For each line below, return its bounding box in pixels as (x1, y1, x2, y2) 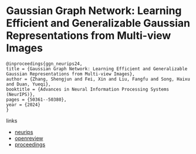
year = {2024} (6, 101, 41, 108)
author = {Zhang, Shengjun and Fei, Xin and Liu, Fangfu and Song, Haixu (6, 76, 191, 82)
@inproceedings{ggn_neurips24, (6, 60, 83, 67)
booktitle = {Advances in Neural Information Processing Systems (6, 86, 169, 92)
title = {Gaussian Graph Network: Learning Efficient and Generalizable (6, 66, 188, 71)
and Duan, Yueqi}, (6, 81, 51, 87)
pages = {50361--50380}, (6, 97, 67, 102)
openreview (14, 135, 43, 142)
